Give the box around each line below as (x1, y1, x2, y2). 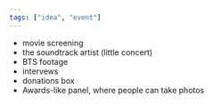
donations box (21, 75, 76, 85)
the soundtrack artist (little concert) (21, 46, 153, 58)
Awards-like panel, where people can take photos (21, 84, 205, 95)
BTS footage (21, 56, 69, 67)
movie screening (21, 37, 84, 48)
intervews (21, 66, 59, 76)
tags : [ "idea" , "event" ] (9, 12, 102, 22)
